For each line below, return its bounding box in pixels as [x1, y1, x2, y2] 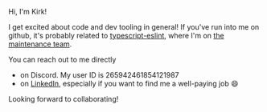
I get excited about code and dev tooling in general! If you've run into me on [8, 22, 260, 31]
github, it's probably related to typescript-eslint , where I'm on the [8, 31, 224, 40]
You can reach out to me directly [8, 55, 117, 64]
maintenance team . [8, 39, 72, 49]
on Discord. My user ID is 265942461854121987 [19, 70, 179, 79]
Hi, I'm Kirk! [8, 7, 47, 16]
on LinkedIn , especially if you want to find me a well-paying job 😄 [19, 79, 239, 88]
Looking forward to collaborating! [8, 94, 119, 103]
